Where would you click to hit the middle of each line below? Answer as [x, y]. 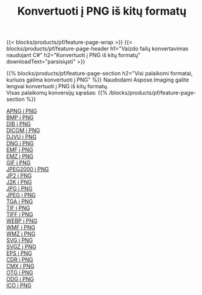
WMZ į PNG [21, 234]
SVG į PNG [20, 240]
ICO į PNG [19, 286]
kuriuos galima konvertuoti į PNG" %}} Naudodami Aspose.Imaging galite [98, 80]
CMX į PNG [20, 266]
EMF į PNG [20, 150]
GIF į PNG [19, 163]
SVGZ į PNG [21, 247]
